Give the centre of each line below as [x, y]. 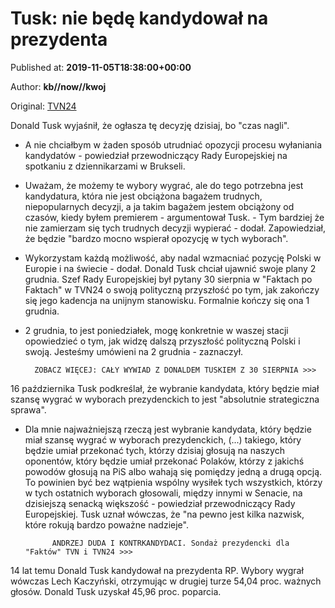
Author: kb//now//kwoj [58, 86]
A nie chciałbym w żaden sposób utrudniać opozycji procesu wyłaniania [173, 144]
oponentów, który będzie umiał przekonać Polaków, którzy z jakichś [164, 461]
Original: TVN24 [43, 106]
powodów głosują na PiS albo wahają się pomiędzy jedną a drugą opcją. [173, 471]
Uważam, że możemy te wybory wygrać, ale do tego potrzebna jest [164, 185]
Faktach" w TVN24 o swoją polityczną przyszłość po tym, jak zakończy [172, 289]
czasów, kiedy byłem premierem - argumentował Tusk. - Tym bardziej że [174, 217]
